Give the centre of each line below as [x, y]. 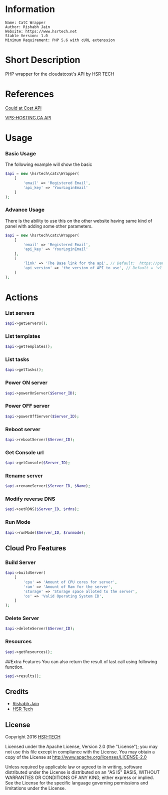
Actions [22, 297]
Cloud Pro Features [36, 548]
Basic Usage [21, 153]
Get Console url [24, 452]
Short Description [43, 60]
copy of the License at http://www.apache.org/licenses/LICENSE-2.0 [76, 757]
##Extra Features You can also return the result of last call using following [81, 661]
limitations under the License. [35, 788]
